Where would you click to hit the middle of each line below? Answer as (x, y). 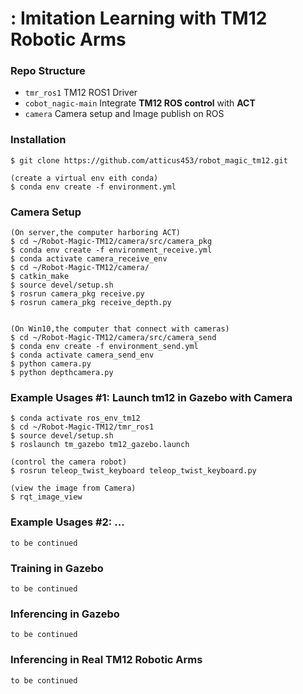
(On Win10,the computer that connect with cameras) (120, 329)
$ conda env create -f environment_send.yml (104, 347)
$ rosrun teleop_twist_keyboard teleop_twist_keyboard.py (133, 471)
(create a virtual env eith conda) (84, 178)
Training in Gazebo (57, 568)
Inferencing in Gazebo (65, 614)
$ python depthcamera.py (62, 373)
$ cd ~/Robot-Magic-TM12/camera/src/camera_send (113, 338)
